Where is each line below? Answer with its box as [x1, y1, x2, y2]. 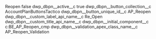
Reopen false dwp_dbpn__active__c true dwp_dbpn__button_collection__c [5, 4, 152, 9]
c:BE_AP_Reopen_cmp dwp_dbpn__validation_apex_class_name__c [5, 24, 138, 29]
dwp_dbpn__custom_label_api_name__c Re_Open [5, 14, 103, 19]
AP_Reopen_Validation [5, 29, 49, 34]
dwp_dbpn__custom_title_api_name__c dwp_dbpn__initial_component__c [5, 19, 149, 24]
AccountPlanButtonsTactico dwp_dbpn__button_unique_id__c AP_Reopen [5, 9, 151, 14]
